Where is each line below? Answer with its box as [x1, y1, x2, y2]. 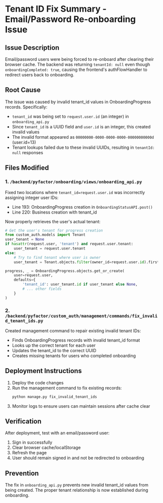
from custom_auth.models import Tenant [5, 233, 86, 237]
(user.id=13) [12, 139, 36, 145]
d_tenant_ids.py [5, 318, 44, 323]
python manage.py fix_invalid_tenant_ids [12, 394, 97, 399]
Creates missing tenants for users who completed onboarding [12, 353, 136, 359]
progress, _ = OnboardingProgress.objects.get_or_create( [5, 269, 125, 273]
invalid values [12, 129, 40, 135]
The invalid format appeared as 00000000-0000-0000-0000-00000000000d [12, 134, 154, 140]
